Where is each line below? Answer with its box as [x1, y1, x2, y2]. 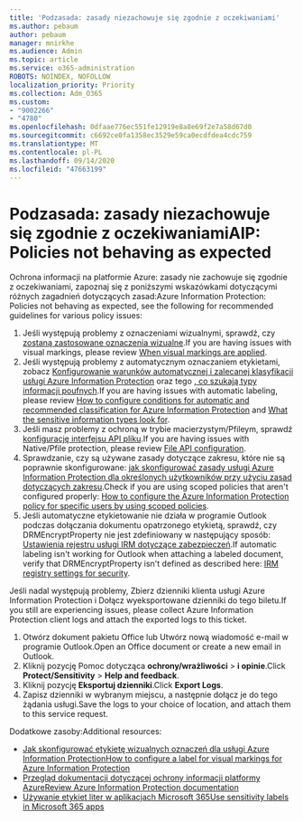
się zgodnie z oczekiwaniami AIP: [9, 222, 262, 243]
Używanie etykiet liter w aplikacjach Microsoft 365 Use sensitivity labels [22, 792, 289, 803]
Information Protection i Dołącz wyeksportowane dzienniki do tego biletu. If [9, 595, 287, 606]
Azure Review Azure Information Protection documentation [22, 782, 239, 793]
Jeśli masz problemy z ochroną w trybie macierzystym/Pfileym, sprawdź [22, 424, 293, 435]
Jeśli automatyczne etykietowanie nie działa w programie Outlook [22, 510, 268, 521]
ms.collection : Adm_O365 [9, 89, 103, 98]
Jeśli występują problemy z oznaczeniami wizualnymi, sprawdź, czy [22, 327, 276, 339]
